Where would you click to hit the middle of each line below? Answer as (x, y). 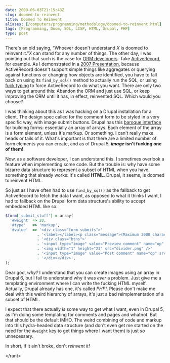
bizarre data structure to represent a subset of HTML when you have (77, 170)
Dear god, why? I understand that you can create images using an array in (82, 272)
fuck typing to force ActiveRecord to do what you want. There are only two (83, 86)
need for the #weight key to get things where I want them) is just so (75, 331)
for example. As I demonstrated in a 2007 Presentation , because (72, 64)
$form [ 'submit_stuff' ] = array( (39, 216)
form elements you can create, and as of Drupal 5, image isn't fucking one (83, 144)
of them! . (15, 149)
